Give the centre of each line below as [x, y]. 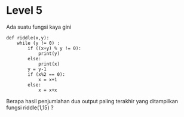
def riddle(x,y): [28, 38]
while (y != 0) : [39, 43]
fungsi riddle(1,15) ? [30, 107]
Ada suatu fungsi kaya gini [39, 27]
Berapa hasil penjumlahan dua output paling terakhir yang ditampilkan [92, 101]
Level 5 [24, 10]
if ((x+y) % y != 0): [55, 48]
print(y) [49, 53]
